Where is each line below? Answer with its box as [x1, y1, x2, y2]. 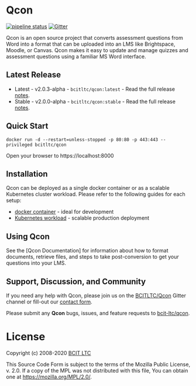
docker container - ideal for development [14, 209, 114, 216]
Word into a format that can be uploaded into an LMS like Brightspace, [6, 40, 176, 47]
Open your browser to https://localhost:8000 [6, 152, 114, 159]
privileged [6, 142, 33, 148]
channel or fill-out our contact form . [6, 298, 92, 305]
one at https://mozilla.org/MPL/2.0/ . [6, 373, 92, 380]
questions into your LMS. [6, 259, 66, 267]
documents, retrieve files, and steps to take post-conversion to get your [6, 253, 180, 261]
